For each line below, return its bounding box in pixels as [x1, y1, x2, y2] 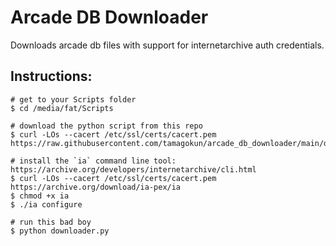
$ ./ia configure [10, 199, 83, 210]
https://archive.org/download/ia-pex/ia [10, 182, 182, 192]
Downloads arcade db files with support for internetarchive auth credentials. [10, 39, 325, 51]
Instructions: [10, 68, 93, 85]
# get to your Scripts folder [10, 94, 137, 105]
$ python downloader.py [10, 226, 110, 236]
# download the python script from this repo [10, 121, 203, 131]
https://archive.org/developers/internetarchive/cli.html [10, 164, 257, 175]
